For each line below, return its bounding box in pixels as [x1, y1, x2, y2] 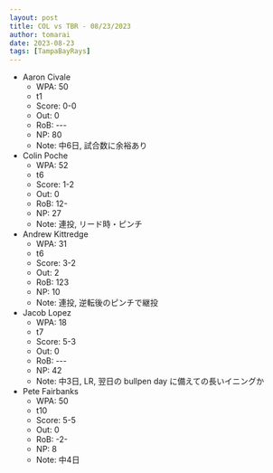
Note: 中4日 [35, 454, 80, 466]
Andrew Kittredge [22, 229, 89, 240]
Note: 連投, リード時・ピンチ [35, 219, 143, 230]
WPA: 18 [35, 317, 68, 328]
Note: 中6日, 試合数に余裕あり [35, 140, 147, 151]
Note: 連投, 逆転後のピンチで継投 [35, 298, 159, 308]
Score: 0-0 [35, 100, 77, 111]
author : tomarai [9, 30, 71, 39]
